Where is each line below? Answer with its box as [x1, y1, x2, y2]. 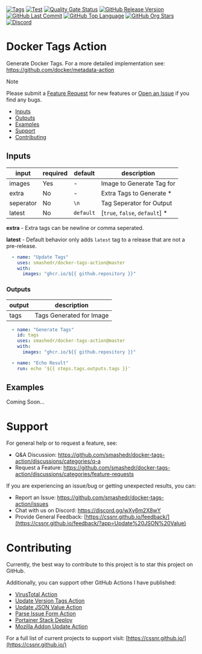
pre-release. [6, 242, 37, 249]
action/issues [14, 500, 49, 508]
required [42, 169, 68, 177]
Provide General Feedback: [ [14, 513, 86, 520]
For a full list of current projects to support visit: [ [6, 635, 128, 642]
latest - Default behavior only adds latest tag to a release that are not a [6, 236, 185, 243]
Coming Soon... [6, 398, 45, 405]
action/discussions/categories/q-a [14, 457, 101, 465]
